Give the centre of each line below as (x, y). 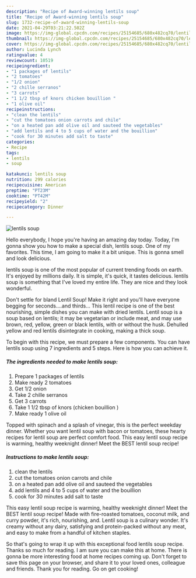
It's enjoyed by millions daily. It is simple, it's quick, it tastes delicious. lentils (97, 276)
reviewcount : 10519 (30, 60)
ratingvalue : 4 (24, 55)
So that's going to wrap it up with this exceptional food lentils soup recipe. (95, 544)
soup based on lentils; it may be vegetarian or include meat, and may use (94, 319)
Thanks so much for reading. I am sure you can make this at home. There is (97, 551)
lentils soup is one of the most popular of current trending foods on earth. (94, 270)
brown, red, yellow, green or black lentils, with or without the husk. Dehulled (97, 324)
